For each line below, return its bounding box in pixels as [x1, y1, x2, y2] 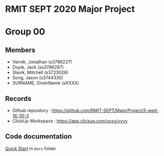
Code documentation [5, 132, 72, 141]
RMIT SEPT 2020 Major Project [5, 3, 135, 15]
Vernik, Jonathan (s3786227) [12, 59, 72, 65]
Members [5, 46, 36, 54]
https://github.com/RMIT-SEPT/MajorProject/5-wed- [52, 107, 159, 113]
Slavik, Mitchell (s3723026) [12, 69, 68, 75]
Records [5, 94, 32, 103]
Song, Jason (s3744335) [12, 75, 63, 81]
